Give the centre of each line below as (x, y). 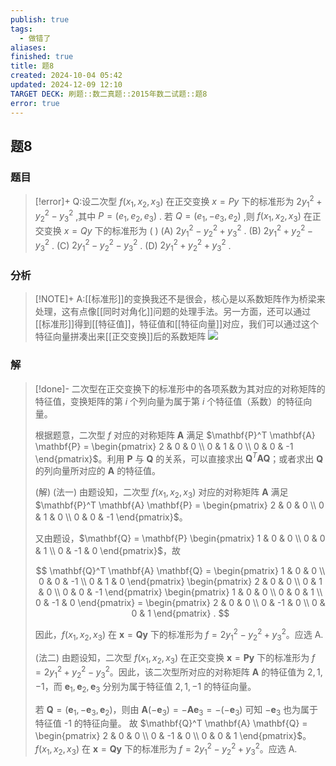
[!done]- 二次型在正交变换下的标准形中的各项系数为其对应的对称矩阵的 (180, 388)
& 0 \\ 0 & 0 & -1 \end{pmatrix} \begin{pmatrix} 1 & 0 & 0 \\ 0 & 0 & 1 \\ (180, 592)
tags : (21, 29)
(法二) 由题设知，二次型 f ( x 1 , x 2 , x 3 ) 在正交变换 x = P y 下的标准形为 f (175, 658)
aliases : (28, 47)
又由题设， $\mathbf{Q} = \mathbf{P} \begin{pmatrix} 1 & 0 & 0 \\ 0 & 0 (180, 538)
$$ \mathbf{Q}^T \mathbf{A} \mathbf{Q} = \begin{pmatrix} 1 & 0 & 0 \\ (180, 571)
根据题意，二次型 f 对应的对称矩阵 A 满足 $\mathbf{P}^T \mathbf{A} (175, 435)
